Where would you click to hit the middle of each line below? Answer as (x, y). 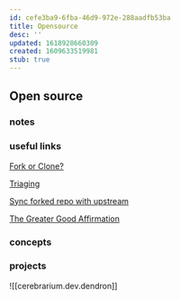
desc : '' (26, 34)
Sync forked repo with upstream (69, 201)
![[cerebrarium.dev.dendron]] (63, 286)
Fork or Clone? (37, 166)
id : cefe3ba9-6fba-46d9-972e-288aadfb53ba (90, 18)
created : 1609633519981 (54, 52)
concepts (31, 242)
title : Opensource (44, 26)
